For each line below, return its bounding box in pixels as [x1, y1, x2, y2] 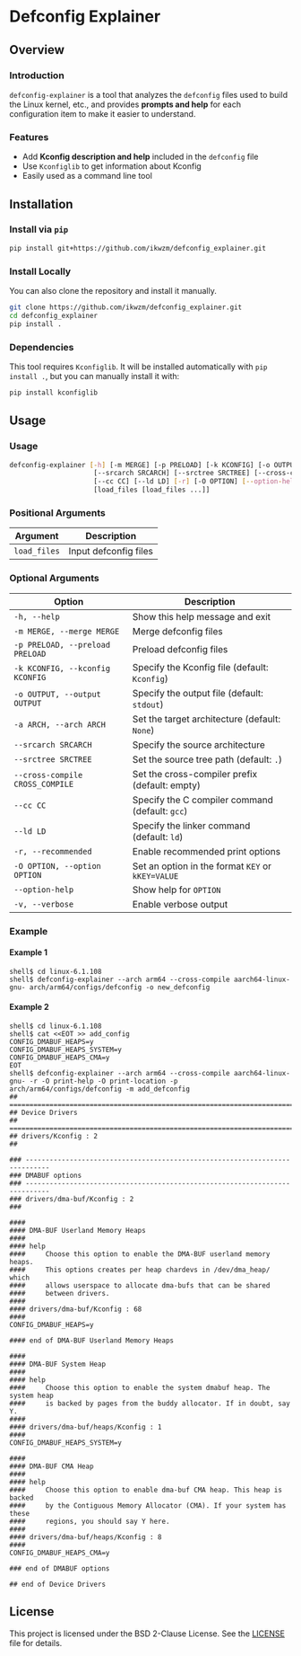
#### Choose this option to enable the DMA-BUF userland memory [9, 1249, 271, 1259]
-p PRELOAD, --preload [13, 640, 110, 650]
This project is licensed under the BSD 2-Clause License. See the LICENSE [9, 1628, 285, 1639]
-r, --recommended [13, 846, 92, 856]
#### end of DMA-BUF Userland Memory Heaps [9, 1336, 175, 1345]
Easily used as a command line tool [21, 171, 152, 182]
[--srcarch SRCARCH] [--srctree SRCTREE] [93, 469, 251, 478]
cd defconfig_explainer [9, 311, 99, 320]
